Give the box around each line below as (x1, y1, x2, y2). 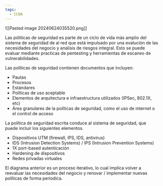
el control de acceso (12, 110, 54, 116)
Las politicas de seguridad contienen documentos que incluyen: (5, 64, 134, 71)
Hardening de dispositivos (12, 150, 65, 156)
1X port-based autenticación (12, 145, 69, 151)
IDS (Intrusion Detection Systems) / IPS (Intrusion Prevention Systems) (12, 140, 154, 145)
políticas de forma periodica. (5, 175, 63, 181)
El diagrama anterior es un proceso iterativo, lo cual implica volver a (5, 165, 142, 171)
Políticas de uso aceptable (12, 90, 66, 96)
